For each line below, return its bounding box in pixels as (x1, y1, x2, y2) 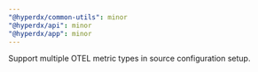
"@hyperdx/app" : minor (8, 29, 92, 38)
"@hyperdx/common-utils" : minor (8, 12, 128, 22)
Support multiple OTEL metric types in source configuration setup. (8, 54, 251, 64)
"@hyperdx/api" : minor (8, 21, 92, 30)
